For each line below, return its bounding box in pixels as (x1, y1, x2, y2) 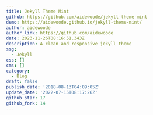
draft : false (6, 79, 38, 85)
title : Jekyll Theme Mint (6, 8, 69, 15)
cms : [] (6, 62, 25, 69)
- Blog (11, 73, 27, 79)
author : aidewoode (6, 24, 51, 31)
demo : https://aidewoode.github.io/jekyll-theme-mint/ (6, 19, 142, 25)
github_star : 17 (6, 95, 46, 100)
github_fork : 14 (6, 100, 46, 106)
